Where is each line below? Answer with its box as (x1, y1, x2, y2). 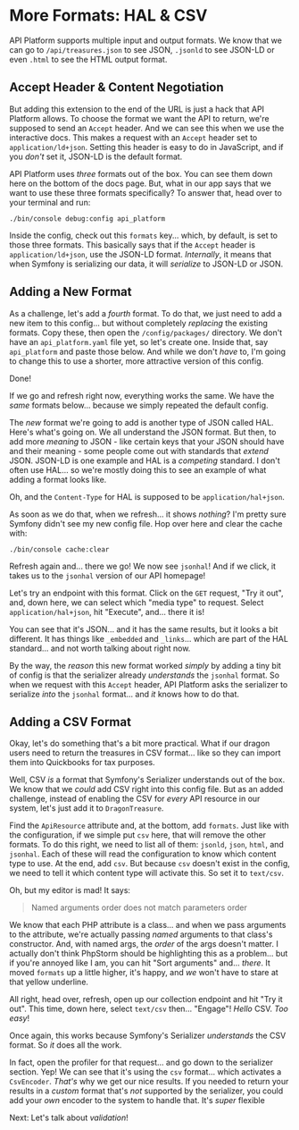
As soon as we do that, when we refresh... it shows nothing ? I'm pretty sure (9, 509, 287, 519)
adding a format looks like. (9, 474, 107, 485)
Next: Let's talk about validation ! (9, 1112, 129, 1123)
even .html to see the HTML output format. (9, 54, 168, 64)
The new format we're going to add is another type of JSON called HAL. (9, 417, 274, 427)
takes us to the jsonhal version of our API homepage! (9, 569, 206, 581)
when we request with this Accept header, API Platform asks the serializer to (9, 679, 288, 689)
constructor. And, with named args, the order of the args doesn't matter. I (9, 939, 278, 949)
